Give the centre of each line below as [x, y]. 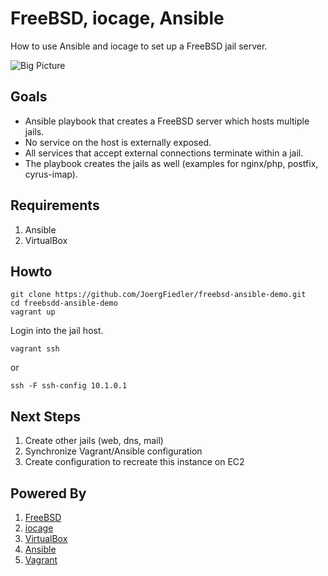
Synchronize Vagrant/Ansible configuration [113, 451]
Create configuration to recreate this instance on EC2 [134, 462]
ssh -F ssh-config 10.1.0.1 [69, 386]
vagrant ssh [35, 349]
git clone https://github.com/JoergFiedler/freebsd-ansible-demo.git [158, 295]
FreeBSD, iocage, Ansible [117, 18]
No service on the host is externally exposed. [118, 142]
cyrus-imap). [51, 174]
